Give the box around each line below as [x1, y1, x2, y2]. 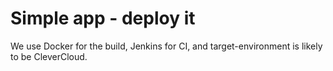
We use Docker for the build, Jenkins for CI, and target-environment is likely [10, 40, 323, 52]
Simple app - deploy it [10, 7, 196, 30]
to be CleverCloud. [10, 50, 88, 62]
